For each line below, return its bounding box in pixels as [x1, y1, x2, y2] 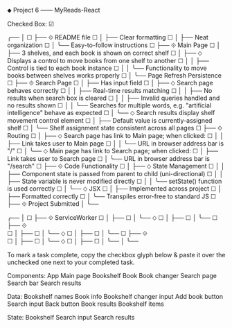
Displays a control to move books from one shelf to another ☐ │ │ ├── [7, 57, 209, 64]
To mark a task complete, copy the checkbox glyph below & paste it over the [7, 251, 226, 259]
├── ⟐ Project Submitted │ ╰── [7, 200, 99, 207]
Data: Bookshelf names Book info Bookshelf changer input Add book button [7, 293, 224, 300]
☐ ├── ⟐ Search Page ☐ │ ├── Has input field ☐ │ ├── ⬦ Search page [7, 79, 213, 87]
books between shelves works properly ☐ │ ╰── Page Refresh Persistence [7, 71, 222, 79]
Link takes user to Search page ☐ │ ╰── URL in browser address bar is [7, 155, 210, 162]
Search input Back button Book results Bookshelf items [7, 300, 164, 308]
